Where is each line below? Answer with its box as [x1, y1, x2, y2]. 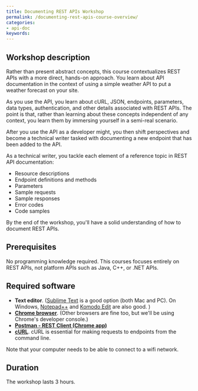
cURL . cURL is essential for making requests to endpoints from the [14, 328, 177, 335]
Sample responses [14, 195, 60, 202]
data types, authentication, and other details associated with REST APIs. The [6, 104, 192, 111]
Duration [6, 363, 39, 373]
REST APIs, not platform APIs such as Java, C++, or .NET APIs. [6, 264, 159, 271]
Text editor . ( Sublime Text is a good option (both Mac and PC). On [14, 297, 176, 304]
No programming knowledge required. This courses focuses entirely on [6, 257, 180, 265]
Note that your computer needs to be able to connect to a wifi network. [6, 346, 179, 353]
